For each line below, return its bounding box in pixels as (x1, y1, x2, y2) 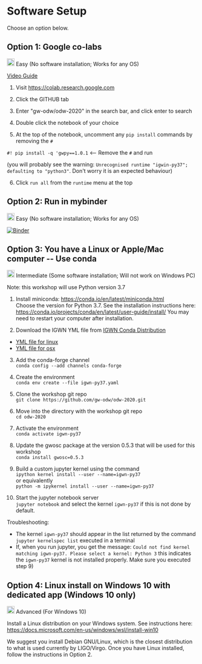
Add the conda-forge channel (15, 357, 90, 364)
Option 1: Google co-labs (7, 42, 102, 52)
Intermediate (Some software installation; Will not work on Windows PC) (15, 272, 196, 280)
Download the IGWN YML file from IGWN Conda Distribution (15, 326, 166, 334)
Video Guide (7, 72, 38, 79)
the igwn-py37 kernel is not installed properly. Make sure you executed (15, 556, 191, 563)
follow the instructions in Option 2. (7, 651, 93, 659)
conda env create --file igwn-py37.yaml (15, 380, 119, 386)
